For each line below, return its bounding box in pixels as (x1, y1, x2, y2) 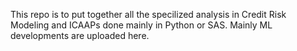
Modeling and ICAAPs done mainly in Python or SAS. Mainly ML (10, 19, 273, 31)
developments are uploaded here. (10, 30, 150, 41)
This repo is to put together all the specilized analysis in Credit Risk (10, 9, 287, 20)
